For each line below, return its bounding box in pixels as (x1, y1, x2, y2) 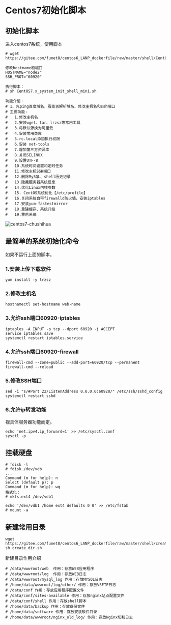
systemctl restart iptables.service (5, 335, 83, 340)
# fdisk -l (5, 462, 28, 467)
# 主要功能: (5, 109, 28, 115)
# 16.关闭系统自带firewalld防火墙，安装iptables (5, 196, 106, 201)
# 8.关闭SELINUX (5, 153, 43, 158)
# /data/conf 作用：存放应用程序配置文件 (5, 588, 84, 593)
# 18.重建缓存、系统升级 (5, 207, 56, 212)
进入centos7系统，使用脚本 (5, 41, 63, 47)
